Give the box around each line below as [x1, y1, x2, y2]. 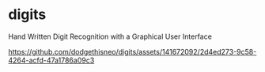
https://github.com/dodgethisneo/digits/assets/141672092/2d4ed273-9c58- [8, 47, 257, 56]
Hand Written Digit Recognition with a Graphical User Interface [8, 32, 212, 41]
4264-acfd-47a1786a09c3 [8, 55, 95, 65]
